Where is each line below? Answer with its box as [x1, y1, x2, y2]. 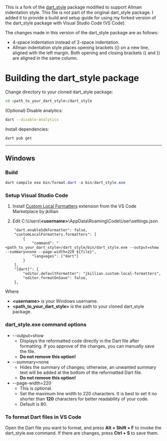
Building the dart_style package [5, 73, 139, 84]
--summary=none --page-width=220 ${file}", [5, 249, 97, 255]
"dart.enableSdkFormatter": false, [14, 228, 88, 233]
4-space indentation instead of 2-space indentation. [12, 39, 120, 45]
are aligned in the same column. [12, 55, 78, 61]
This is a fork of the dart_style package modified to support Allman [5, 4, 142, 10]
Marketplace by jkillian [12, 209, 59, 215]
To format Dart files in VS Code [5, 413, 82, 420]
